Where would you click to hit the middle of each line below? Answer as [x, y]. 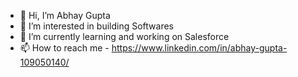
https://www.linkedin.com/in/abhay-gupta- [199, 48]
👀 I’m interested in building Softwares [96, 26]
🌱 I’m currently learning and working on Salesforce [124, 36]
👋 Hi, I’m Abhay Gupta [65, 15]
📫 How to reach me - [64, 48]
